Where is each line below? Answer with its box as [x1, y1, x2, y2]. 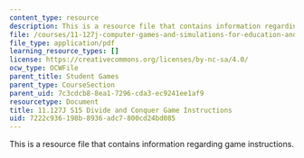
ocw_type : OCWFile [9, 64, 79, 73]
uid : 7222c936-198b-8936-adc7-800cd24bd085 [9, 114, 176, 123]
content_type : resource [9, 13, 100, 23]
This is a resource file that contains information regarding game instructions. [9, 139, 294, 150]
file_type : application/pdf [9, 38, 116, 48]
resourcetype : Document [9, 97, 100, 107]
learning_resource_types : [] [9, 47, 119, 56]
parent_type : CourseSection [9, 80, 116, 89]
